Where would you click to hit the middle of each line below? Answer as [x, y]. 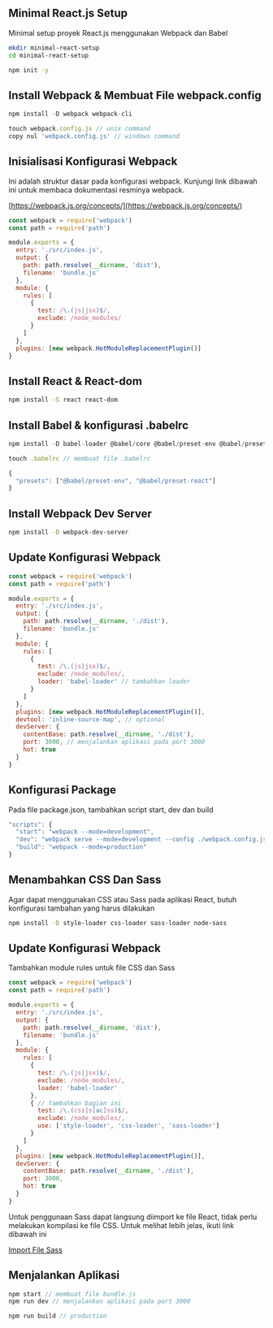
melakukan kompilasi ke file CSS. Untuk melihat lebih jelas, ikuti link [121, 1225]
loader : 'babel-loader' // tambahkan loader [114, 681]
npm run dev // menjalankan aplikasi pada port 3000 [100, 1302]
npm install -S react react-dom [63, 400]
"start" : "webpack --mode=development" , [85, 832]
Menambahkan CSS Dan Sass [85, 880]
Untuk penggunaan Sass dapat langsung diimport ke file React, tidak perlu [133, 1217]
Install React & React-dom [75, 381]
